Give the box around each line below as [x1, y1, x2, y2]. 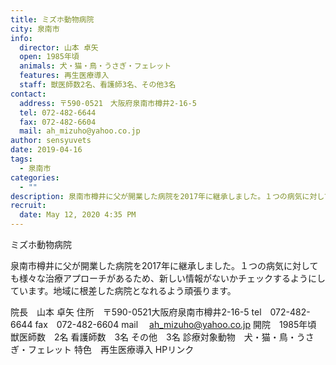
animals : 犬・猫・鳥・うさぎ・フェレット [19, 61, 172, 71]
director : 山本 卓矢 [19, 42, 99, 53]
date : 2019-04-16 [10, 145, 83, 155]
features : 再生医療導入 [19, 71, 110, 81]
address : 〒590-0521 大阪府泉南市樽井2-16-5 [19, 98, 197, 108]
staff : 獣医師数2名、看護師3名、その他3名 [19, 80, 177, 90]
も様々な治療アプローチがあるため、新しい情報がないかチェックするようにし [10, 272, 326, 284]
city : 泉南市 [10, 24, 60, 34]
